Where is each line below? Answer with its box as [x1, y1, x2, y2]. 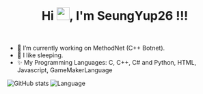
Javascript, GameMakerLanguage [16, 65, 113, 74]
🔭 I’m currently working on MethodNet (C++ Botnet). [16, 44, 165, 52]
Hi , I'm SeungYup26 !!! [41, 8, 189, 24]
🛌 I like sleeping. [16, 51, 64, 59]
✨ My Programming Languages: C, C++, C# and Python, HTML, [16, 58, 197, 66]
